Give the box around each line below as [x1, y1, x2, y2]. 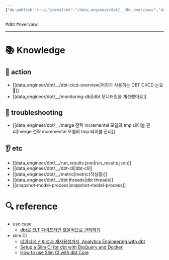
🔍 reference [5, 201, 58, 212]
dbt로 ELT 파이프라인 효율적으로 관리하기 [20, 227, 101, 233]
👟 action [5, 68, 32, 76]
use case [12, 221, 32, 227]
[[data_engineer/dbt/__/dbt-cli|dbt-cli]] [12, 165, 93, 171]
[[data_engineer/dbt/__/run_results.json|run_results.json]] [12, 160, 132, 166]
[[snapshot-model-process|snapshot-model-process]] [12, 182, 126, 189]
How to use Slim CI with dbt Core [20, 249, 89, 255]
